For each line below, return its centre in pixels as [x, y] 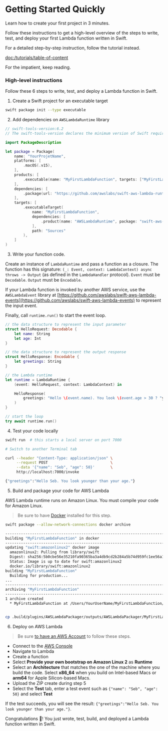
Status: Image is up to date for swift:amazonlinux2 [66, 562]
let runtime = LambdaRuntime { [38, 380]
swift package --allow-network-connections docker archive [68, 525]
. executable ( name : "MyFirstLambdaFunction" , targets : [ [82, 179]
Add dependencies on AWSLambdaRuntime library [61, 120]
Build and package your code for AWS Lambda [60, 491]
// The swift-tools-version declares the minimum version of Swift [77, 133]
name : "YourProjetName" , [40, 156]
